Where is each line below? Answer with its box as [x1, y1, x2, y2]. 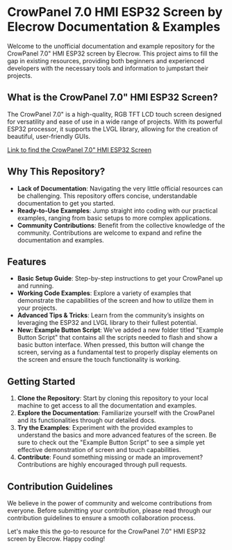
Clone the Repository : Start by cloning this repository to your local [17, 394, 208, 403]
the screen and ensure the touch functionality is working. [17, 356, 181, 364]
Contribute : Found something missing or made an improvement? [17, 453, 204, 462]
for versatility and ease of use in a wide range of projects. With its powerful [7, 117, 223, 126]
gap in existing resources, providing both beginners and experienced [7, 56, 205, 65]
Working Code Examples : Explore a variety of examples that [17, 289, 192, 297]
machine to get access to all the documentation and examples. [17, 401, 197, 410]
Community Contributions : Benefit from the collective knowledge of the [17, 221, 226, 229]
